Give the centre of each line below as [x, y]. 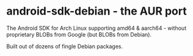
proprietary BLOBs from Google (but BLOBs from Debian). [79, 34]
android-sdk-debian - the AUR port [97, 11]
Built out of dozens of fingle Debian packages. [65, 46]
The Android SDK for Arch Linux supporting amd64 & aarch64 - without [96, 28]
